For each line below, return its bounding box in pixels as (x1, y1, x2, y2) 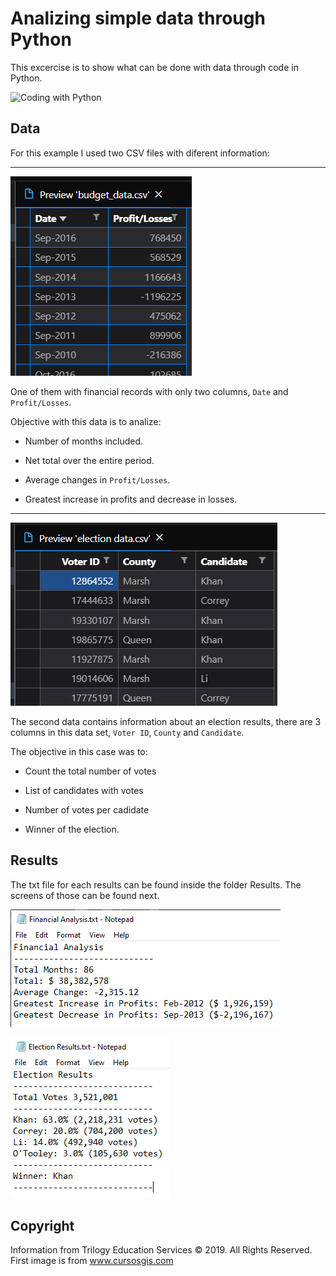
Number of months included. (24, 435, 144, 447)
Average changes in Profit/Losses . (24, 473, 171, 486)
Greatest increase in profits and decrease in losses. (24, 493, 238, 505)
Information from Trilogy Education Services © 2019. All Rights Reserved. (10, 1244, 313, 1256)
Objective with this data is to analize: (10, 415, 162, 427)
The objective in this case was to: (10, 745, 148, 757)
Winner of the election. (24, 823, 120, 835)
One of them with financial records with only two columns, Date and (10, 385, 289, 397)
